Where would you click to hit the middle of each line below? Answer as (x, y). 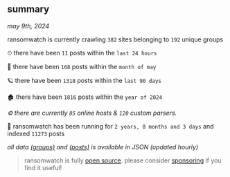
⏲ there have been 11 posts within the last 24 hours (82, 53)
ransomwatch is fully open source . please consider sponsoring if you (123, 160)
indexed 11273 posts (36, 133)
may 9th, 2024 (28, 26)
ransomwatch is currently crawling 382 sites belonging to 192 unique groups (115, 39)
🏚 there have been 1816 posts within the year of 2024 (85, 97)
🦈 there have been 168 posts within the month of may (82, 66)
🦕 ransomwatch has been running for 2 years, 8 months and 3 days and (110, 126)
